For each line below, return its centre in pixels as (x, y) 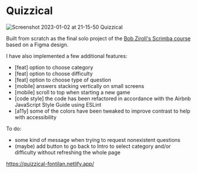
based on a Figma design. (37, 45)
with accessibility (35, 117)
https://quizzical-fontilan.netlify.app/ (50, 164)
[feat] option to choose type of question (63, 80)
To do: (14, 128)
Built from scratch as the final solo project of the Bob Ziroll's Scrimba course (98, 38)
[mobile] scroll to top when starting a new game (72, 92)
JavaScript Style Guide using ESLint (58, 104)
